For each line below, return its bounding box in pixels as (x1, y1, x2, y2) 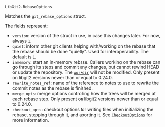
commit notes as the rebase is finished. (12, 85, 93, 91)
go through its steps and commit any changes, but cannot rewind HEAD (12, 64, 159, 70)
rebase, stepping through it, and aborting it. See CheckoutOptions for (12, 112, 153, 118)
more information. (12, 117, 49, 123)
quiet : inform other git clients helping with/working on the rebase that (12, 43, 156, 49)
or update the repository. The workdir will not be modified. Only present (12, 69, 160, 75)
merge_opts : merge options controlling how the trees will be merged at (12, 91, 156, 96)
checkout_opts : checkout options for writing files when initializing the (12, 107, 154, 112)
